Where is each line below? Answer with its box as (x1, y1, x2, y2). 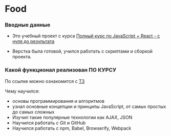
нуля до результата (12, 38, 55, 44)
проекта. (12, 54, 32, 60)
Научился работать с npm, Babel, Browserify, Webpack (12, 125, 132, 131)
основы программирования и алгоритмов (12, 98, 104, 104)
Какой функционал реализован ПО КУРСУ (5, 66, 117, 74)
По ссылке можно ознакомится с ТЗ (5, 78, 85, 84)
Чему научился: (5, 88, 40, 94)
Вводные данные (5, 21, 51, 29)
